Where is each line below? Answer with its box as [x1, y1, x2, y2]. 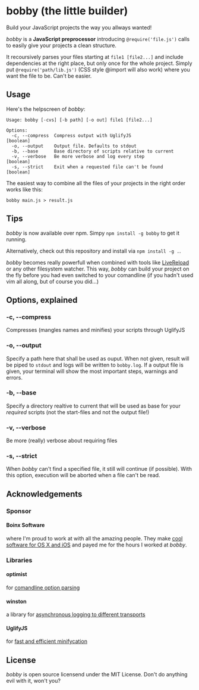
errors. [6, 374, 23, 381]
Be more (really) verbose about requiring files [6, 437, 118, 445]
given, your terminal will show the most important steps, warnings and [6, 368, 178, 375]
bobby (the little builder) [6, 4, 128, 18]
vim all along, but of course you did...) [6, 278, 99, 285]
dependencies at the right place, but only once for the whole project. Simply [6, 60, 192, 67]
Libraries [6, 556, 33, 564]
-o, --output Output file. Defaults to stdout [11, 143, 137, 149]
